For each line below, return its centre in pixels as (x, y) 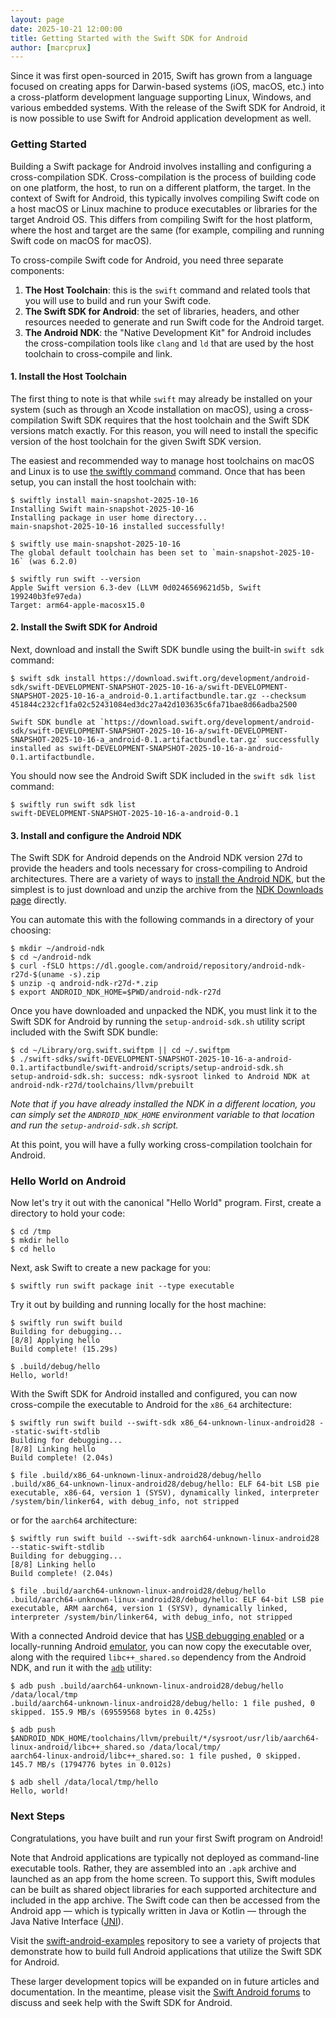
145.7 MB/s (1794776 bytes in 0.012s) (91, 1765)
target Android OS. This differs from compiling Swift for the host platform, (161, 219)
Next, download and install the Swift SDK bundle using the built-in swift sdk (167, 649)
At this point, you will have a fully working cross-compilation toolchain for (161, 1145)
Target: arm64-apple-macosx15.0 (77, 605)
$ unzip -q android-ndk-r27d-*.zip (84, 984)
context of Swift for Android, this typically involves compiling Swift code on (165, 198)
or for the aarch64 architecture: (74, 1520)
